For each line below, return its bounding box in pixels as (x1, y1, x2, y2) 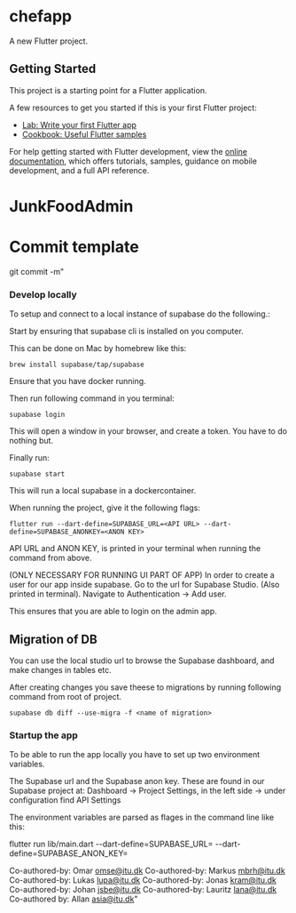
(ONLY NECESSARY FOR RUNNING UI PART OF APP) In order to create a (9, 570, 275, 581)
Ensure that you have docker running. (9, 376, 146, 387)
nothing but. (9, 436, 54, 446)
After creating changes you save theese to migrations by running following (9, 682, 282, 693)
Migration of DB (9, 631, 97, 646)
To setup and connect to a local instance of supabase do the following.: (9, 308, 270, 319)
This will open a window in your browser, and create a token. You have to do (9, 426, 288, 436)
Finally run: (9, 452, 51, 463)
